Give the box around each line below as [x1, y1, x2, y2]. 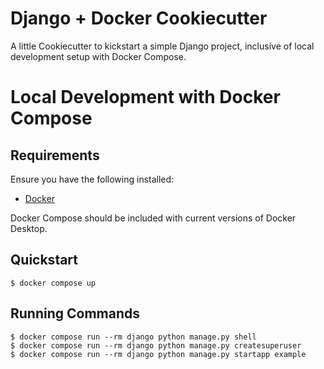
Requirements [10, 147, 100, 164]
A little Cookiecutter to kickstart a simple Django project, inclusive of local [10, 40, 315, 52]
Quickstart [10, 252, 79, 269]
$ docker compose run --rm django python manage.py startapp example [10, 349, 307, 359]
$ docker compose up [10, 278, 97, 288]
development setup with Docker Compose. [10, 50, 187, 62]
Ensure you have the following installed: [10, 173, 175, 185]
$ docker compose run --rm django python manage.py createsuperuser [10, 340, 302, 351]
